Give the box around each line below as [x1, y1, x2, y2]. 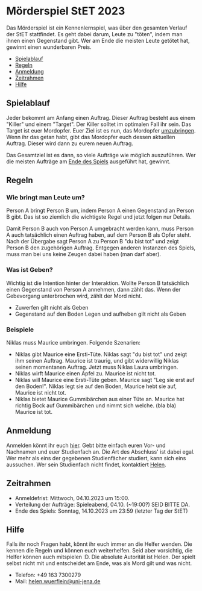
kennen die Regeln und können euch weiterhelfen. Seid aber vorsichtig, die [6, 547, 193, 554]
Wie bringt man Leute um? [6, 193, 86, 202]
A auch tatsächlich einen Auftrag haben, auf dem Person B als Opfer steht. [6, 231, 192, 239]
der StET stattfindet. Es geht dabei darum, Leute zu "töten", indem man [6, 30, 183, 37]
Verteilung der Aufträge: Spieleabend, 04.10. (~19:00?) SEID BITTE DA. [14, 501, 190, 508]
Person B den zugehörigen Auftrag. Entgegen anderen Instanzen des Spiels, [6, 244, 196, 251]
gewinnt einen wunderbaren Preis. [6, 43, 92, 51]
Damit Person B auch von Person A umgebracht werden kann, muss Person [6, 225, 194, 233]
